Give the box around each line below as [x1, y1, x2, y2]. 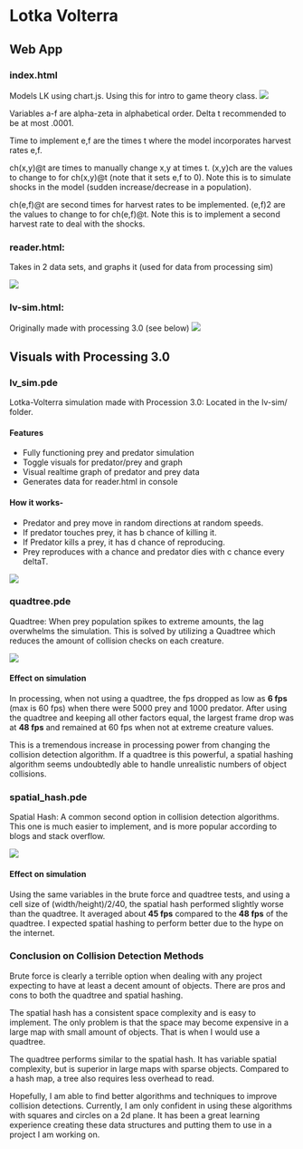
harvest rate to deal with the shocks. [9, 218, 146, 229]
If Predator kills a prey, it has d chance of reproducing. [22, 536, 226, 547]
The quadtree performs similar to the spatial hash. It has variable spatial [9, 1053, 278, 1065]
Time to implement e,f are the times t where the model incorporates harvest [9, 135, 291, 146]
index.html [9, 69, 58, 82]
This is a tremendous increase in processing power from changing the [9, 739, 270, 750]
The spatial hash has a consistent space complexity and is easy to [9, 1007, 256, 1018]
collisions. [9, 768, 47, 779]
